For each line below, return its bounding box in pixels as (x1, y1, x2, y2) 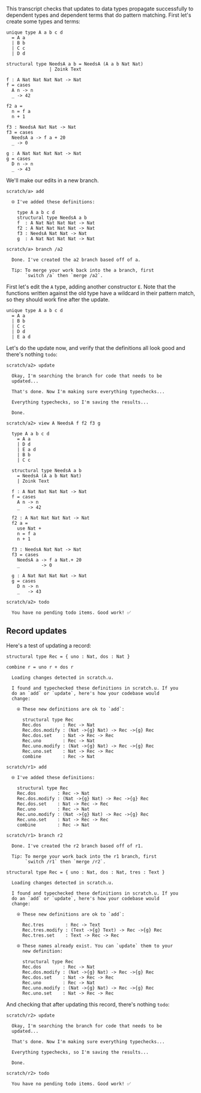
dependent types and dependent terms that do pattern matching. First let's (6, 11, 191, 19)
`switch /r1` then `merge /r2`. (25, 859, 106, 865)
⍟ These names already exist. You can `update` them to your (17, 943, 173, 949)
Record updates (6, 626, 67, 636)
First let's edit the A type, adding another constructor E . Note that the (6, 283, 176, 290)
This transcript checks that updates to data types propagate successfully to (6, 5, 194, 12)
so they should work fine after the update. (6, 296, 110, 303)
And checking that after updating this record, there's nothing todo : (6, 1000, 170, 1008)
